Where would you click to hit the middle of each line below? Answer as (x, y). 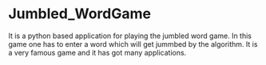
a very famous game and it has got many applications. (97, 52)
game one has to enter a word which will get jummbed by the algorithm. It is (133, 44)
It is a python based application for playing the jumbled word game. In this (130, 36)
